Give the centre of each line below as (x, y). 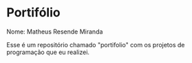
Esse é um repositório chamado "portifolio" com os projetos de (96, 45)
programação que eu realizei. (48, 52)
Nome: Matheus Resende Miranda (55, 32)
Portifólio (33, 13)
